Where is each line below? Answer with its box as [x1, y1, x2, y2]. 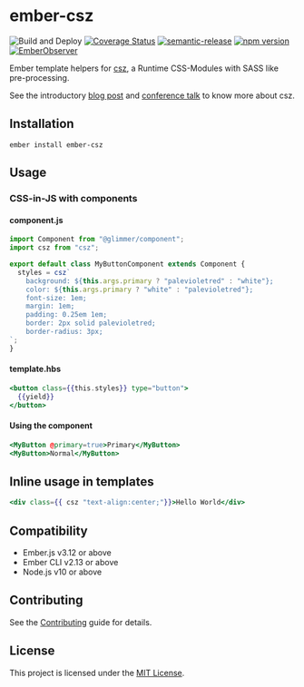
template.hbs [9, 364, 62, 375]
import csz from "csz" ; [9, 243, 100, 252]
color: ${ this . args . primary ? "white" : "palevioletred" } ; [25, 285, 254, 294]
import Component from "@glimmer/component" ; [9, 235, 184, 244]
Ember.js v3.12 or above [22, 546, 112, 558]
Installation [9, 116, 74, 132]
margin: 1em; [25, 301, 75, 311]
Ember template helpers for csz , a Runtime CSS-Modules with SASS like [9, 63, 279, 74]
